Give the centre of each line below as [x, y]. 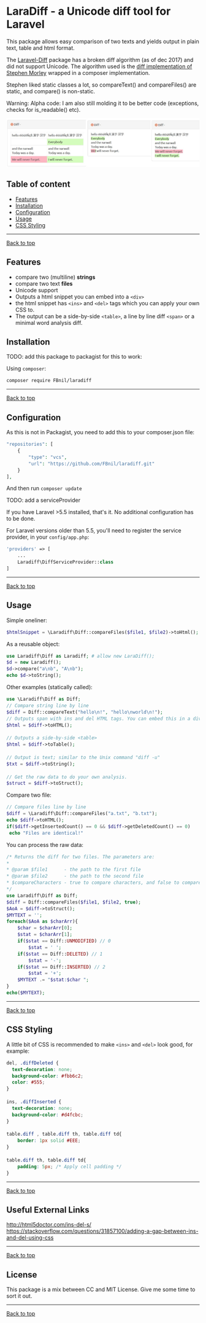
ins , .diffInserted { [34, 1102]
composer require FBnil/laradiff [49, 381]
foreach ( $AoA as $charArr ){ [42, 922]
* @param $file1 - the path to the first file [74, 870]
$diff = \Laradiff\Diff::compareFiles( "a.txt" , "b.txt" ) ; [82, 814]
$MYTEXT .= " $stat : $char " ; [53, 980]
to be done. [21, 519]
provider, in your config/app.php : [48, 537]
